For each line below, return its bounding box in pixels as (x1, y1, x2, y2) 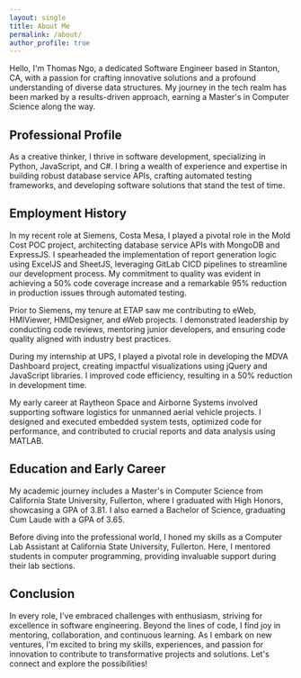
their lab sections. (9, 560, 75, 571)
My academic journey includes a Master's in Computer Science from (9, 485, 263, 496)
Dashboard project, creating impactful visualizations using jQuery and (9, 360, 268, 371)
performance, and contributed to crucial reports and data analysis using (9, 425, 276, 437)
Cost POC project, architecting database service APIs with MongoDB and (9, 240, 280, 250)
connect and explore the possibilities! (9, 658, 148, 669)
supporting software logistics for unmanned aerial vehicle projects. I (9, 406, 261, 417)
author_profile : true (9, 38, 91, 48)
